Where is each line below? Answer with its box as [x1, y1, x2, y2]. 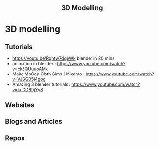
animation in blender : [12, 61, 56, 67]
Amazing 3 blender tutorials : [12, 81, 71, 87]
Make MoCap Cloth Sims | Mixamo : [12, 71, 85, 77]
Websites [5, 101, 35, 109]
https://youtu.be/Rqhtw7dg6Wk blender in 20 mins [12, 55, 115, 61]
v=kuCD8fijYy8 [12, 87, 43, 92]
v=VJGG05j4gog [12, 76, 45, 82]
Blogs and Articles [5, 117, 63, 126]
